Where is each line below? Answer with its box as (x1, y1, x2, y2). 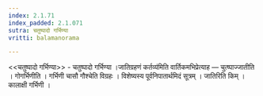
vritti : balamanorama (8, 33, 80, 42)
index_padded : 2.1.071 (8, 19, 83, 27)
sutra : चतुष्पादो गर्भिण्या (8, 26, 69, 34)
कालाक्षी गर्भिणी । (8, 80, 51, 90)
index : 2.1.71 (8, 11, 55, 20)
